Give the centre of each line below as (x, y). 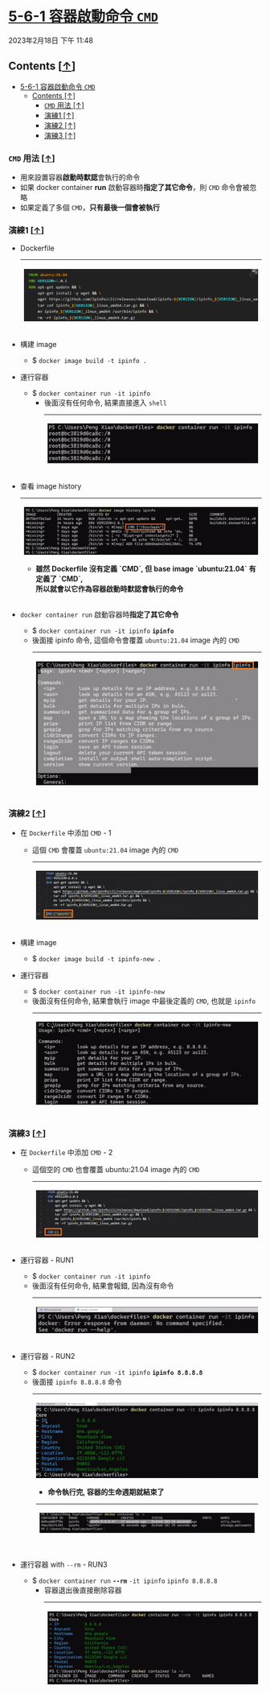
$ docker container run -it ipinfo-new (98, 991)
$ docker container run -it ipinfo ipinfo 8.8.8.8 (117, 1372)
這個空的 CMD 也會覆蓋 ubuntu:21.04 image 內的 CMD (116, 1169)
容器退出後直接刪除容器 (83, 1590)
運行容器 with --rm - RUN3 (63, 1565)
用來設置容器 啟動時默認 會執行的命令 (80, 177)
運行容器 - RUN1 (47, 1260)
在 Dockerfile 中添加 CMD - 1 (65, 832)
